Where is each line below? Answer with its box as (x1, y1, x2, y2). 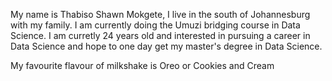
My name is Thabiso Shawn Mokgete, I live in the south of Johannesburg (10, 9, 311, 20)
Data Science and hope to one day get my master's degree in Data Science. (10, 40, 323, 52)
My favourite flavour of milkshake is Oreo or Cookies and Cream (10, 60, 275, 71)
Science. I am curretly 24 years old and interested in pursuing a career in (10, 30, 311, 41)
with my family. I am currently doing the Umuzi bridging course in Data (10, 19, 301, 31)
